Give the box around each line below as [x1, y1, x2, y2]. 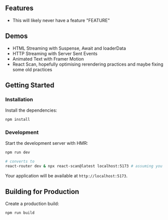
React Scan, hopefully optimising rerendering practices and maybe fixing [12, 61, 163, 67]
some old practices [12, 66, 53, 72]
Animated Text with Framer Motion [12, 56, 84, 62]
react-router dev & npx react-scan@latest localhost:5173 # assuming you [5, 164, 163, 169]
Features [5, 4, 34, 13]
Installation [5, 96, 34, 103]
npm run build [5, 210, 35, 215]
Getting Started [5, 81, 55, 90]
